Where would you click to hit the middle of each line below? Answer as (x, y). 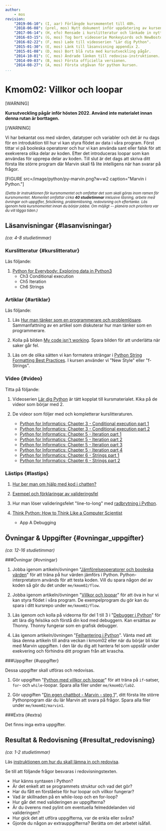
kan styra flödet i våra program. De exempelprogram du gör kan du (81, 600)
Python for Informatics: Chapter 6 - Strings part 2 (70, 460)
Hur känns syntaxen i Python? (42, 781)
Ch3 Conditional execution (47, 277)
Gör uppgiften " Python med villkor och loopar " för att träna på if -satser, (86, 680)
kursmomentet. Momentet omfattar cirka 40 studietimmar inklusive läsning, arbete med (80, 198)
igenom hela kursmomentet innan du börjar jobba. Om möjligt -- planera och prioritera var (82, 207)
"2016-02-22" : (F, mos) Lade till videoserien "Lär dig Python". (83, 42)
